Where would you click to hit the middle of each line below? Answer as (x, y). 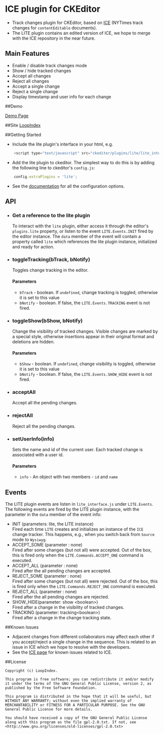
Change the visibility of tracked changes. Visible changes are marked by (85, 331)
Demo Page (17, 116)
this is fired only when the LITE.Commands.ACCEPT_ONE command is (78, 555)
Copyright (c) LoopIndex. (31, 671)
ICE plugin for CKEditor (53, 9)
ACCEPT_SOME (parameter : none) (47, 545)
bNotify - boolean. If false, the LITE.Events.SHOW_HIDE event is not (86, 374)
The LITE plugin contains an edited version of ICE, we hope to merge (81, 33)
